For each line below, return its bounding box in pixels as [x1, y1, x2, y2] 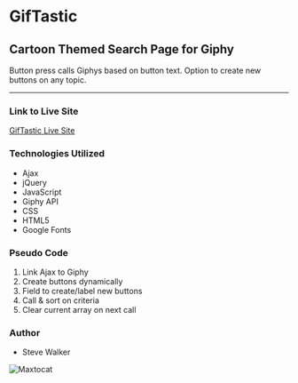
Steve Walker [21, 347, 71, 357]
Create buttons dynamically [21, 275, 123, 286]
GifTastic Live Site [9, 125, 75, 136]
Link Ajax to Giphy [21, 267, 89, 277]
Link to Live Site [9, 105, 79, 117]
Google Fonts [21, 224, 72, 235]
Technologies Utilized [9, 148, 105, 160]
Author [9, 326, 41, 339]
